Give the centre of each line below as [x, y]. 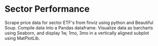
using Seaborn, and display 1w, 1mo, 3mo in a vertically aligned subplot [77, 33]
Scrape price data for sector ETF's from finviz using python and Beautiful [79, 23]
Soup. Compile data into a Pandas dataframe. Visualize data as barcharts [79, 27]
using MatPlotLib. [22, 38]
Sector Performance [47, 9]
